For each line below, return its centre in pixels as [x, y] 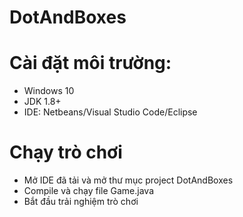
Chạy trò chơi [66, 152]
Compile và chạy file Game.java [89, 191]
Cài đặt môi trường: [90, 63]
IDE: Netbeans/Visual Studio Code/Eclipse [110, 112]
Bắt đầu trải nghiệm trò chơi [81, 202]
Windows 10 [49, 91]
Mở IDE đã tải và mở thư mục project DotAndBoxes [128, 180]
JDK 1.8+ [42, 102]
